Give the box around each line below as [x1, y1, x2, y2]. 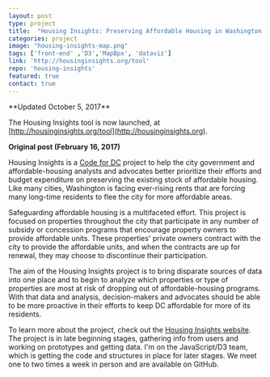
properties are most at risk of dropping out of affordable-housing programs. [8, 283, 261, 293]
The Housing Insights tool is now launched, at [8, 117, 160, 127]
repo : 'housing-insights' [8, 65, 95, 73]
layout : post [8, 11, 53, 20]
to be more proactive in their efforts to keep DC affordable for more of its [8, 300, 251, 310]
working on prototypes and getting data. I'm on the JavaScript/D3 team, [8, 341, 248, 352]
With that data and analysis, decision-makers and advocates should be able [8, 292, 261, 302]
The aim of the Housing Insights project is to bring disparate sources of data [8, 266, 263, 276]
